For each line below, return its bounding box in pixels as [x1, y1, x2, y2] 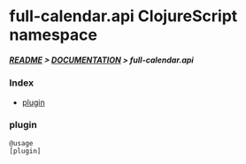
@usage [9, 138, 34, 147]
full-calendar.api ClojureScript [9, 6, 238, 26]
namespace [9, 25, 97, 45]
